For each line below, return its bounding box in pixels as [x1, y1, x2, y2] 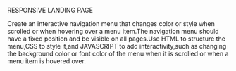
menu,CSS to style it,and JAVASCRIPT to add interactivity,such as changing [7, 42, 227, 50]
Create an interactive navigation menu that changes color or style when [7, 20, 215, 27]
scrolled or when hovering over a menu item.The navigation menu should [7, 27, 220, 35]
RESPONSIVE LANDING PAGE [7, 6, 94, 14]
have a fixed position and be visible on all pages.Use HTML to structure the [7, 34, 225, 43]
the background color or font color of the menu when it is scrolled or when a [7, 49, 229, 58]
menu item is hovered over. [7, 57, 87, 65]
